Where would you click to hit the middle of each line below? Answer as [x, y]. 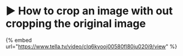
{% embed [19, 40]
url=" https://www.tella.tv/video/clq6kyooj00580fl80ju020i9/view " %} [91, 46]
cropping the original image [76, 24]
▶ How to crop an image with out [89, 11]
